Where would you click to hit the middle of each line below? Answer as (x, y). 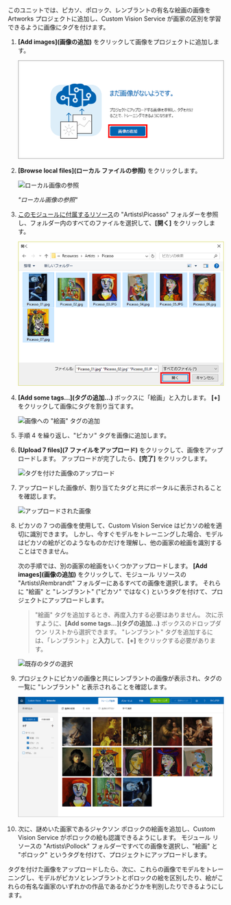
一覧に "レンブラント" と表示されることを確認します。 (94, 687)
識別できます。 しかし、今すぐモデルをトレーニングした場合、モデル (126, 534)
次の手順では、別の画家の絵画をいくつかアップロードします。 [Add (112, 566)
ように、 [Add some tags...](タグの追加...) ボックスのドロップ (128, 623)
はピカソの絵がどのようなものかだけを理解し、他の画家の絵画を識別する (120, 542)
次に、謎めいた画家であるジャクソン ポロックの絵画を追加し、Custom (116, 829)
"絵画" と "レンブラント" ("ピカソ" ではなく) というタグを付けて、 (118, 591)
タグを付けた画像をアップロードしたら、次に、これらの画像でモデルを (107, 869)
